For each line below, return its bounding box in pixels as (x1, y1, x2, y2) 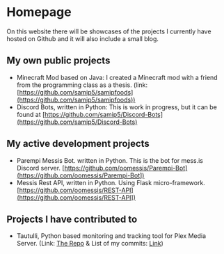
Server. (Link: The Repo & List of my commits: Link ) (16, 239, 164, 248)
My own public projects (6, 55, 111, 67)
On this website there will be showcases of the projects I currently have (6, 27, 211, 35)
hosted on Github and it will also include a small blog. (6, 34, 159, 42)
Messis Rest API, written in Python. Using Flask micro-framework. (16, 178, 206, 186)
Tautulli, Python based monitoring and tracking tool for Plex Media (16, 232, 207, 240)
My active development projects (6, 138, 150, 150)
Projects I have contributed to (6, 213, 138, 225)
